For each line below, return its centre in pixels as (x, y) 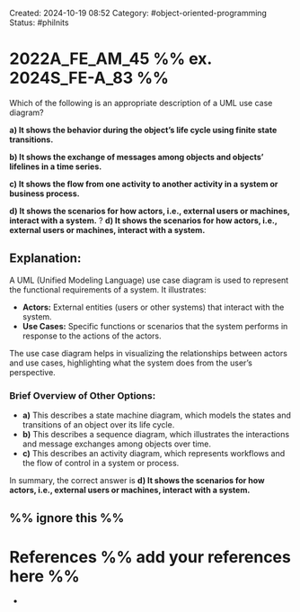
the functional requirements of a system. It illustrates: (108, 289)
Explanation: (45, 259)
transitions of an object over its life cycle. (98, 425)
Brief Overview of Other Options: (83, 395)
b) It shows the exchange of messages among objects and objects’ (137, 157)
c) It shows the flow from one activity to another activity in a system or (144, 184)
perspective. (32, 372)
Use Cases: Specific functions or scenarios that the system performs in (155, 326)
